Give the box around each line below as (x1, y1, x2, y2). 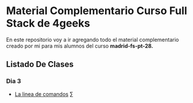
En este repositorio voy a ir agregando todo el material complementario (6, 36, 179, 43)
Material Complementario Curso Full (6, 4, 188, 18)
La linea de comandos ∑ (14, 90, 74, 98)
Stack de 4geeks (6, 16, 90, 30)
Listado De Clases (6, 59, 74, 69)
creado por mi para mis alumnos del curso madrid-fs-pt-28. (6, 42, 153, 49)
